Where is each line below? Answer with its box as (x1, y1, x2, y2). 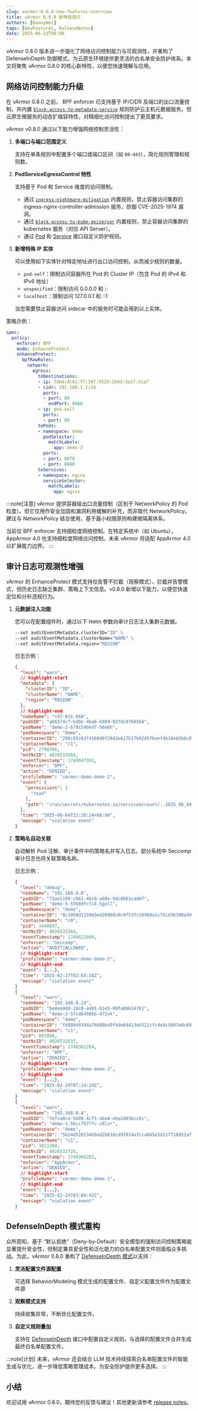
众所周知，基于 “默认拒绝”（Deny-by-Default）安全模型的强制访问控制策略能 (6, 1238, 192, 1245)
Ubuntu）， (150, 527, 177, 535)
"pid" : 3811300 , (20, 1143, 60, 1149)
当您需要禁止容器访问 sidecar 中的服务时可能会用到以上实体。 (14, 305, 165, 312)
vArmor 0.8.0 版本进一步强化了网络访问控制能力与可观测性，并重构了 (6, 48, 173, 55)
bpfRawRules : (21, 357, 54, 363)
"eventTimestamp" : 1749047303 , (20, 757, 97, 763)
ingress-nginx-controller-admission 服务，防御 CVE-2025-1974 (23, 203, 177, 210)
